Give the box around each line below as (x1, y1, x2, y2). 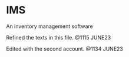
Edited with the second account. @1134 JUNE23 (6, 45, 124, 52)
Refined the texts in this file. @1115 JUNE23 (6, 34, 111, 41)
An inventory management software (6, 23, 93, 30)
